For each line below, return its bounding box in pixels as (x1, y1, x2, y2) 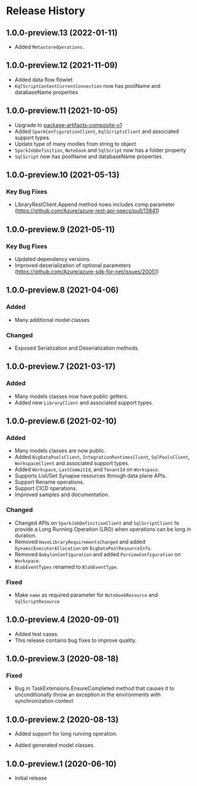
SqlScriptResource (14, 598, 60, 605)
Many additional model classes (14, 316, 90, 323)
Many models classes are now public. (14, 447, 106, 454)
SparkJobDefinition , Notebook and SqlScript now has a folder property (14, 146, 186, 154)
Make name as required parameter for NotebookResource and (14, 591, 158, 598)
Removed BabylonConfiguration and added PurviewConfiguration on (14, 550, 181, 557)
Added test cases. (14, 630, 59, 637)
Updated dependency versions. (14, 256, 91, 262)
